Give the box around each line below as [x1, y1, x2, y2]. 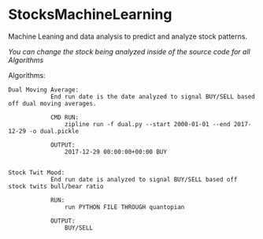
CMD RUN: [50, 113, 80, 121]
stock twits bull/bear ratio [8, 182, 104, 190]
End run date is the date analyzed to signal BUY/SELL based [50, 92, 256, 100]
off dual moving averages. [8, 99, 97, 107]
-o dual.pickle [28, 127, 80, 135]
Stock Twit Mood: [8, 168, 65, 177]
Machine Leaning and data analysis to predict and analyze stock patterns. [8, 32, 248, 41]
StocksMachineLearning [8, 6, 172, 24]
